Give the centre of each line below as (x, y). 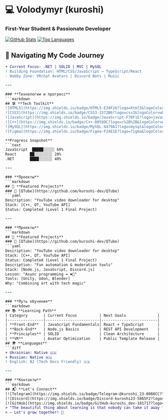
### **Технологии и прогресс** (38, 94)
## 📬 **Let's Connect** (31, 389)
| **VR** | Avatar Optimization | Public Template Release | (82, 339)
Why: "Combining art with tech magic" (45, 283)
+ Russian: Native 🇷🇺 (29, 357)
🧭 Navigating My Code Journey (55, 55)
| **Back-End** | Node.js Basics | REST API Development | (82, 329)
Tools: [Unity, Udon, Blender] (38, 279)
